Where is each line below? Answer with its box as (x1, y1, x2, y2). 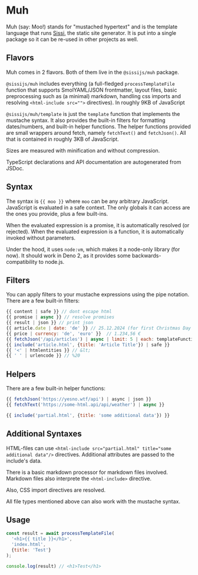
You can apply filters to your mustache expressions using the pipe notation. (6, 291, 190, 298)
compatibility (6, 258, 38, 265)
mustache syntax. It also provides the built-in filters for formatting (6, 117, 166, 124)
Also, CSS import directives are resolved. (6, 486, 106, 493)
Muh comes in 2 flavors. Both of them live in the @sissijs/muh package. (6, 69, 180, 76)
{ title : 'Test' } (11, 547, 51, 553)
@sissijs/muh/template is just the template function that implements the (6, 110, 180, 117)
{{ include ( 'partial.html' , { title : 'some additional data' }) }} (6, 412, 170, 418)
